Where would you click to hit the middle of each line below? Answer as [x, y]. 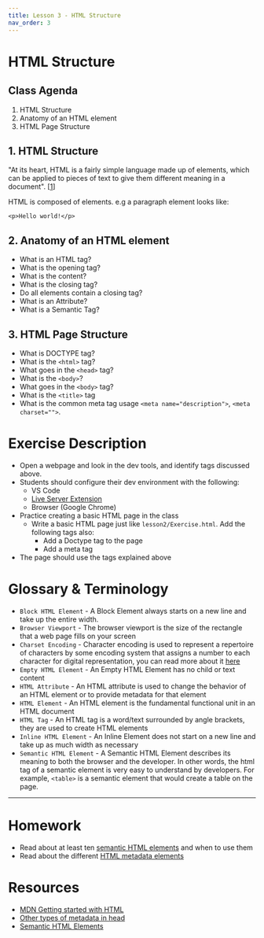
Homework [45, 825]
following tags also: [62, 532]
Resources [44, 887]
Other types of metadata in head [72, 918]
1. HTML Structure [53, 151]
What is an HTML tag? [55, 260]
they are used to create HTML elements [84, 728]
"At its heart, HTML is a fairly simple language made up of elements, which [129, 170]
